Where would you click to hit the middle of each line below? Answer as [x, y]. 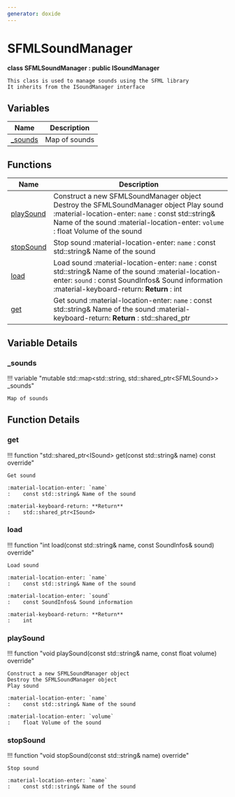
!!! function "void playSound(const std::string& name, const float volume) [112, 653]
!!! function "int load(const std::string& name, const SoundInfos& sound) [111, 545]
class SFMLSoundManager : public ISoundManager [84, 68]
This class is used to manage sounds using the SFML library [98, 81]
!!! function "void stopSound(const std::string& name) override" [98, 756]
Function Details [44, 420]
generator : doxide [34, 14]
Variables [29, 108]
